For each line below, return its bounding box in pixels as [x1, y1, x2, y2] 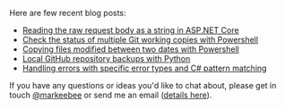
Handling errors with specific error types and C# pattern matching [22, 63, 267, 73]
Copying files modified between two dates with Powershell [22, 44, 239, 54]
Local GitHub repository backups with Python [22, 54, 191, 63]
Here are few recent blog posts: [9, 8, 127, 18]
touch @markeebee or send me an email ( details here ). [9, 89, 212, 100]
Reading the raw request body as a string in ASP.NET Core [22, 25, 239, 35]
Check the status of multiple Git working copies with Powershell [22, 35, 258, 45]
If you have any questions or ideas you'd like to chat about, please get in [9, 80, 277, 90]
